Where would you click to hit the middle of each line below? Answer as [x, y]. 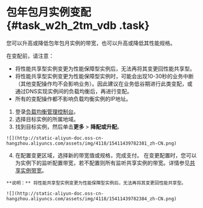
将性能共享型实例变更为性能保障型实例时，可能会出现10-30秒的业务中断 [105, 76]
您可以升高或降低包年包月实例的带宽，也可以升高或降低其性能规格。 [91, 43]
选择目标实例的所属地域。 [47, 119]
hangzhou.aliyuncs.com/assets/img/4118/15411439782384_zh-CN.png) [92, 199]
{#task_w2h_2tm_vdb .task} [78, 26]
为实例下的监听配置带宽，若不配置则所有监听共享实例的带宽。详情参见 [102, 163]
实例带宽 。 [34, 170]
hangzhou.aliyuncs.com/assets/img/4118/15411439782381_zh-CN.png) [92, 143]
